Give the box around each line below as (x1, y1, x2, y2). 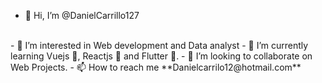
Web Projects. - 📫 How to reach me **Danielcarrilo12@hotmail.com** (10, 61, 302, 73)
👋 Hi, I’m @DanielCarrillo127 (24, 10, 140, 21)
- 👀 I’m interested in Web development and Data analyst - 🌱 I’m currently (10, 40, 309, 51)
